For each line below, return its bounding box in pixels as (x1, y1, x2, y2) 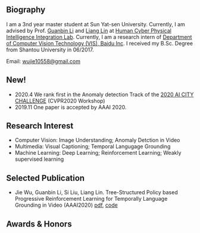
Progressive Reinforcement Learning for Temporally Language (14, 195, 168, 203)
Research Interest (6, 121, 74, 131)
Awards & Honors (6, 219, 73, 229)
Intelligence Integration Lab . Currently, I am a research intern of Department (6, 33, 192, 41)
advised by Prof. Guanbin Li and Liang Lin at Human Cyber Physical (6, 27, 171, 34)
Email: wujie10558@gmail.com (6, 57, 81, 65)
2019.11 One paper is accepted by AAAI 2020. (14, 103, 127, 111)
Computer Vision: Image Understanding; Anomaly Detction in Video (14, 137, 180, 144)
